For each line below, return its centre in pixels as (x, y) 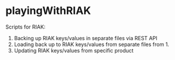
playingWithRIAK (48, 11)
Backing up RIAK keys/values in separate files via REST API (86, 38)
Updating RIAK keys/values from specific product (74, 50)
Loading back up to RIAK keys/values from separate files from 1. (92, 44)
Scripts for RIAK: (26, 27)
